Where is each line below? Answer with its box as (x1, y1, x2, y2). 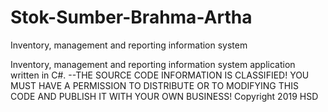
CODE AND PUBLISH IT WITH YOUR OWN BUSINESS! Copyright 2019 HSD (10, 90, 319, 102)
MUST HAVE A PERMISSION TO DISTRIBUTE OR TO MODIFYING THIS (10, 79, 299, 91)
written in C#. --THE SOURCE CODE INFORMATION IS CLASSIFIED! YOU (10, 69, 310, 81)
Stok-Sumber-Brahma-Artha (10, 6, 253, 29)
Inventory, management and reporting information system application (10, 58, 296, 70)
